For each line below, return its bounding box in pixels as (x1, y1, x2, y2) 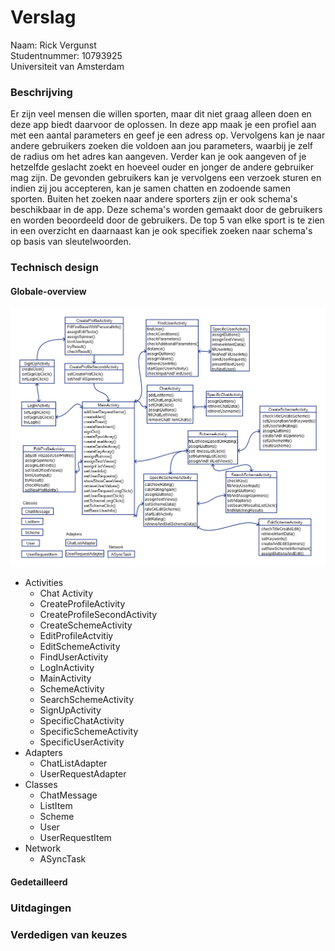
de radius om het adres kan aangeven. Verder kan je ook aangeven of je (10, 151, 307, 163)
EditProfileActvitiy (39, 630, 114, 642)
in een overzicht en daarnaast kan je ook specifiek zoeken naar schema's (10, 225, 313, 237)
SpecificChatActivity (39, 715, 125, 727)
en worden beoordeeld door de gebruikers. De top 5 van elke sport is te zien (10, 214, 325, 226)
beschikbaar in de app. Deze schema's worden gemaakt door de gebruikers (10, 204, 323, 216)
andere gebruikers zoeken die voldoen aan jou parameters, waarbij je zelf (10, 140, 314, 152)
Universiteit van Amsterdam (10, 60, 125, 72)
